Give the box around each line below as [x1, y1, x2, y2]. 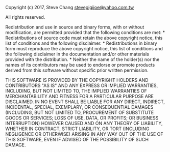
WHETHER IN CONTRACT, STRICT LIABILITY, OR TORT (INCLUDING [5, 126, 150, 132]
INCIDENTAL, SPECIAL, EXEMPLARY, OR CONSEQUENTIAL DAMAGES [5, 104, 154, 110]
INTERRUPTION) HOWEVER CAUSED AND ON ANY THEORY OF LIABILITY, [5, 120, 163, 126]
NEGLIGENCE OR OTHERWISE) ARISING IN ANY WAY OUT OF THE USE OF [5, 131, 163, 137]
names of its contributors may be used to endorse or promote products [5, 62, 155, 68]
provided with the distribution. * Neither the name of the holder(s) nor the [5, 56, 160, 63]
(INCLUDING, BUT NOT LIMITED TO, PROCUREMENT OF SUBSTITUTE [5, 109, 154, 115]
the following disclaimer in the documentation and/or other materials [5, 51, 150, 57]
